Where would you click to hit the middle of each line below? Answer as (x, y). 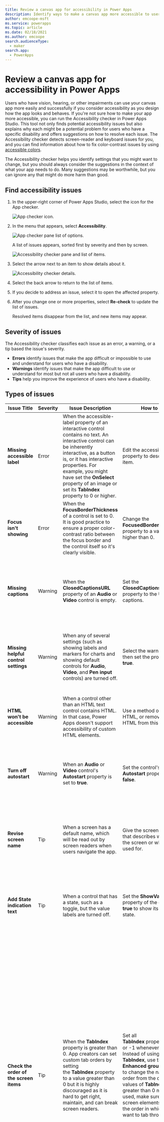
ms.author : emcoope (25, 37)
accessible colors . (23, 150)
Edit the (131, 450)
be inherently (78, 446)
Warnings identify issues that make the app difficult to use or (74, 368)
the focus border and (87, 540)
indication (20, 905)
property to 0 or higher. (90, 495)
